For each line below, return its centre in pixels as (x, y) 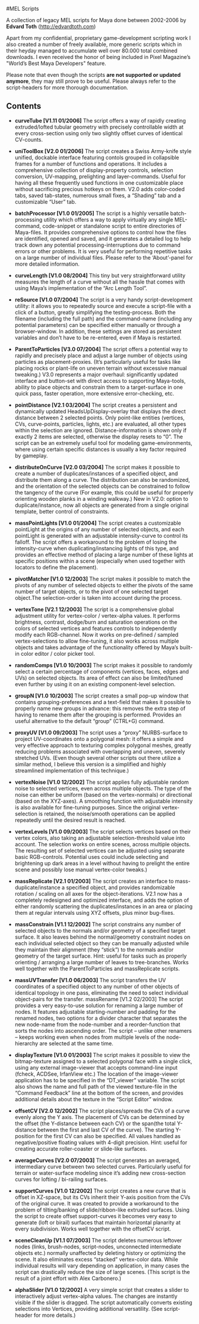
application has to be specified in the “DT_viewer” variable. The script (100, 1080)
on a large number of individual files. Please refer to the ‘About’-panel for (104, 257)
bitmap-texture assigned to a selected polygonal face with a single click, (103, 1061)
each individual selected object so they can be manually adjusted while (102, 943)
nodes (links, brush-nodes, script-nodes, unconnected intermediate (98, 1247)
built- (186, 647)
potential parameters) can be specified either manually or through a (97, 325)
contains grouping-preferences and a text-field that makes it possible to (103, 702)
